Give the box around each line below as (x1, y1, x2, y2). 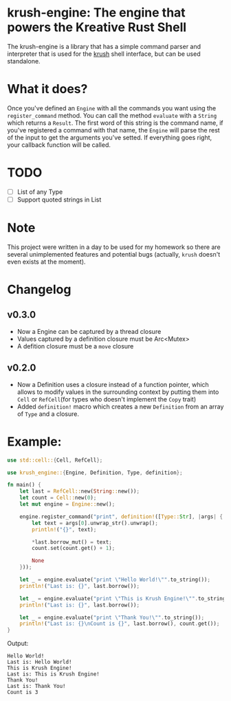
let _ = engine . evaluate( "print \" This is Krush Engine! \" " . (19, 595, 198, 602)
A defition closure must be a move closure (16, 342, 134, 350)
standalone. (7, 57, 41, 65)
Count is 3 (7, 689, 38, 696)
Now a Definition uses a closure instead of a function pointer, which (16, 380, 210, 388)
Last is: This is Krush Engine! (7, 671, 100, 678)
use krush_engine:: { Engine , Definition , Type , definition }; (7, 469, 184, 476)
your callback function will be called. (7, 140, 111, 149)
